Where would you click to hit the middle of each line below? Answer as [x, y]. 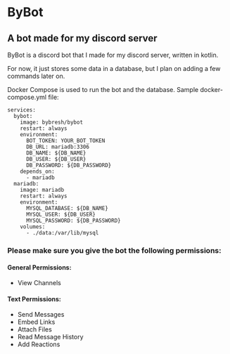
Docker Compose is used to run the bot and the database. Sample [103, 90]
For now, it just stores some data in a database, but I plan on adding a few [114, 68]
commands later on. [36, 76]
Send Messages [41, 315]
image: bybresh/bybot [51, 122]
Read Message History [50, 337]
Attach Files [35, 329]
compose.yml [27, 97]
